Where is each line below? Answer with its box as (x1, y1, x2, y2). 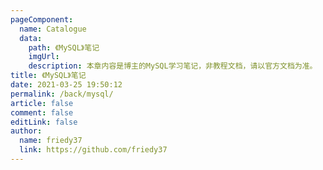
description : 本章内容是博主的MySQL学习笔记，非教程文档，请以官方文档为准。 (28, 61, 318, 71)
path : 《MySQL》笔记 (28, 42, 100, 53)
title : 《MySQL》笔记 (10, 71, 87, 81)
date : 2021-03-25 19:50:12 (10, 80, 123, 90)
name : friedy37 (19, 136, 83, 146)
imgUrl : (28, 52, 60, 62)
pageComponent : (10, 14, 74, 25)
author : (10, 126, 43, 136)
